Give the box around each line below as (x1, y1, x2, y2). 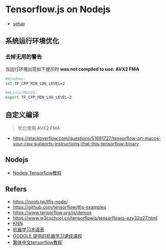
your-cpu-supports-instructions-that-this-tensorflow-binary (12, 140, 139, 147)
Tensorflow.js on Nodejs (5, 4, 111, 15)
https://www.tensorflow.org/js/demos (12, 209, 92, 216)
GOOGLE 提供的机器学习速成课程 (12, 233, 83, 239)
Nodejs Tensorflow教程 (12, 170, 62, 176)
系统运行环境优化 (5, 37, 59, 46)
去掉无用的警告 (5, 53, 42, 60)
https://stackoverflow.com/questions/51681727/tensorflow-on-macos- (12, 135, 161, 141)
